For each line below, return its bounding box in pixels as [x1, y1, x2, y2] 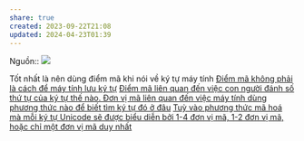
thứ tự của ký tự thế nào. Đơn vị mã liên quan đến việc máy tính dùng [9, 92, 268, 104]
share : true [9, 13, 54, 23]
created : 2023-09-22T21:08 [9, 22, 112, 31]
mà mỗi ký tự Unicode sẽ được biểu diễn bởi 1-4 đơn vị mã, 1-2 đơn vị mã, [9, 112, 284, 123]
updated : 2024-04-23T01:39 [9, 30, 112, 39]
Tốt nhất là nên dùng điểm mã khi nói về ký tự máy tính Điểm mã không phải [9, 73, 293, 84]
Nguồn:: [9, 56, 40, 67]
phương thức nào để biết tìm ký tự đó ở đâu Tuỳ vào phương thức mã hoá [9, 102, 283, 113]
